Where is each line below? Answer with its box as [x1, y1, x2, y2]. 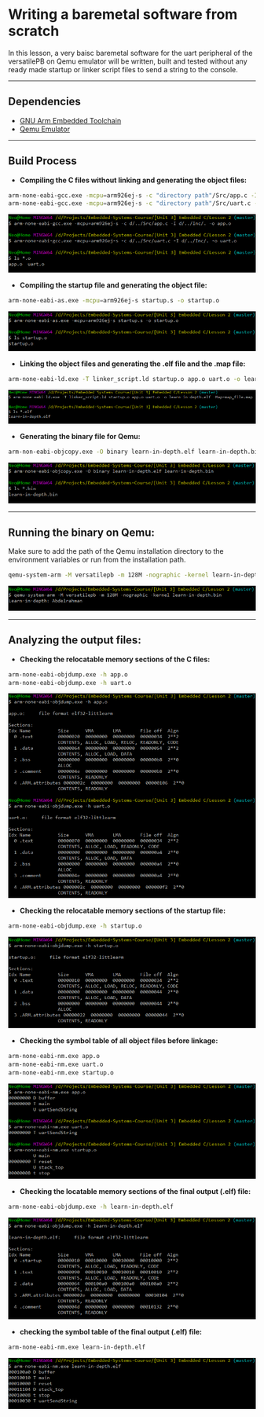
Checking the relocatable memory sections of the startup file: [19, 906, 226, 916]
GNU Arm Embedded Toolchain [19, 115, 122, 125]
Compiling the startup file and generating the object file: [19, 280, 207, 290]
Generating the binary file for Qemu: [19, 432, 141, 441]
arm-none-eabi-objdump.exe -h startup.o [8, 922, 143, 930]
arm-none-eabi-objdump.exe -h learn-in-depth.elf [8, 1203, 174, 1211]
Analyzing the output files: [8, 634, 141, 647]
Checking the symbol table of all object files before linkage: [19, 1036, 218, 1045]
